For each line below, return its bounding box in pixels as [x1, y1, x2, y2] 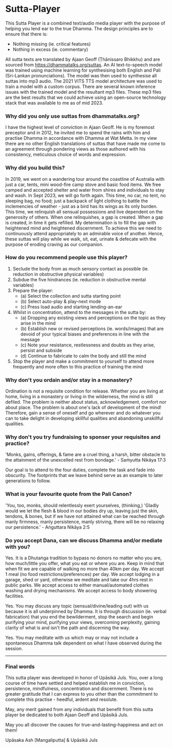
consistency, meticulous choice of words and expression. [5, 152, 126, 158]
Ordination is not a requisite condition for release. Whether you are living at [5, 388, 164, 394]
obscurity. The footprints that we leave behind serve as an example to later [5, 472, 163, 479]
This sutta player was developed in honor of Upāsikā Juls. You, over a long [5, 675, 163, 681]
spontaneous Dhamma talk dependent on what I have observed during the [5, 640, 162, 646]
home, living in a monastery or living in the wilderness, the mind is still [5, 393, 153, 400]
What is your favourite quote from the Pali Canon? [5, 490, 132, 497]
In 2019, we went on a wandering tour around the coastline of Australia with [5, 176, 165, 182]
